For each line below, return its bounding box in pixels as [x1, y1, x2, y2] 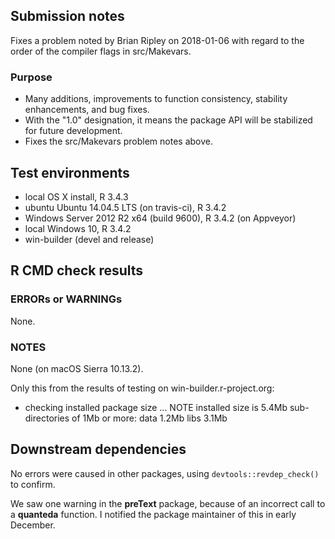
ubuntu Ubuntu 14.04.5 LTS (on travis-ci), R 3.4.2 [24, 201, 227, 213]
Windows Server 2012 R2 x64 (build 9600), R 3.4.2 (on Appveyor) [24, 212, 297, 224]
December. [10, 519, 56, 531]
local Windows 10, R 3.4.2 [24, 222, 132, 234]
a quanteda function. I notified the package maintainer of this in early [10, 508, 297, 520]
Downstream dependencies [10, 441, 187, 458]
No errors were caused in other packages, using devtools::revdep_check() [10, 467, 320, 479]
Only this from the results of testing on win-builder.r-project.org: [10, 382, 275, 394]
